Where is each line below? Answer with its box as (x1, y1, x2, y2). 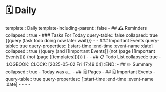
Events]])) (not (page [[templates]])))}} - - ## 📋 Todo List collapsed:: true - (5, 54, 161, 60)
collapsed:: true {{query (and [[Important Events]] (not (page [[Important (5, 48, 155, 54)
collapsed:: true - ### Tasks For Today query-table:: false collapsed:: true (5, 32, 158, 38)
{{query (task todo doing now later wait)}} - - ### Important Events (5, 37, 145, 43)
